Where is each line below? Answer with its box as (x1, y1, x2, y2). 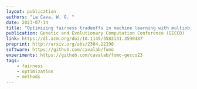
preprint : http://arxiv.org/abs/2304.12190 (6, 42, 114, 47)
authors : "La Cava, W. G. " (6, 14, 75, 20)
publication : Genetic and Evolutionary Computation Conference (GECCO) (6, 30, 185, 36)
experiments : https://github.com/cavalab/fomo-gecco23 (6, 52, 143, 58)
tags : (6, 57, 19, 63)
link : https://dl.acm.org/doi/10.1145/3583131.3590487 (6, 36, 143, 42)
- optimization (16, 69, 54, 74)
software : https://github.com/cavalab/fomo (6, 47, 114, 53)
